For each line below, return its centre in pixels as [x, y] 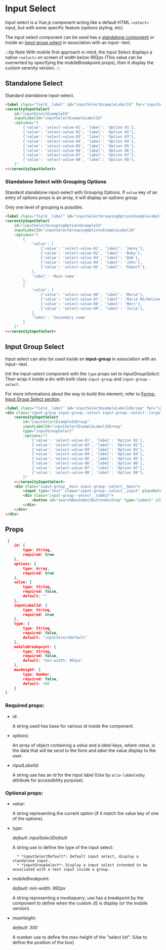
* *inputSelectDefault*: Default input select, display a [78, 856]
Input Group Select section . [33, 399]
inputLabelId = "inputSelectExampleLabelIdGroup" [73, 426]
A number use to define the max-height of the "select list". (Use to [80, 937]
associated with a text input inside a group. [61, 869]
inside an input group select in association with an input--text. [68, 42]
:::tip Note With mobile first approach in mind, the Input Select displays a [79, 52]
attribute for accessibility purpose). [48, 780]
